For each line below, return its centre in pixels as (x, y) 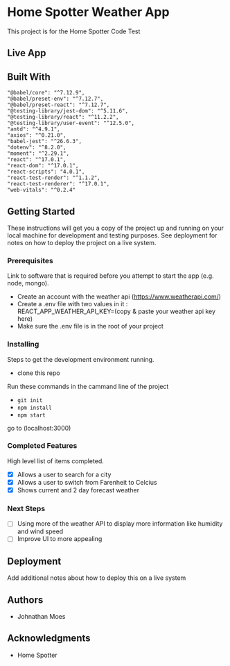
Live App (27, 53)
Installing (23, 344)
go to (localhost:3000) (39, 428)
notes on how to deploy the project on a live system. (82, 242)
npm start (32, 415)
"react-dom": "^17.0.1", (43, 166)
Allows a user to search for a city (64, 474)
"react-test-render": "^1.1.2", (54, 178)
